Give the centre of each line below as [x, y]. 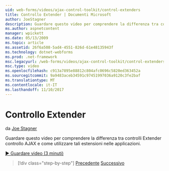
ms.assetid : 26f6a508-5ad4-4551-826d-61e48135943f [59, 47]
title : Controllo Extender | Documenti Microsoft [58, 15]
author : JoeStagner [26, 19]
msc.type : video [22, 66]
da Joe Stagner [21, 129]
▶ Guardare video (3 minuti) [34, 153]
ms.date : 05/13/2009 [27, 38]
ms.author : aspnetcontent [32, 29]
